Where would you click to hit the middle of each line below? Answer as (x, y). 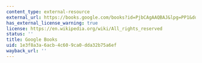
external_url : (24, 17)
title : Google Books (32, 40)
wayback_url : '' (26, 51)
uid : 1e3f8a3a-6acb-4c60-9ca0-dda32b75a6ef (62, 46)
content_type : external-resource (48, 12)
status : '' (20, 34)
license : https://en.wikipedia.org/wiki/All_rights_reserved (84, 28)
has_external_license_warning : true (52, 23)
